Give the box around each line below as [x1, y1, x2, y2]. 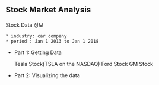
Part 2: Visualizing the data [14, 71, 81, 79]
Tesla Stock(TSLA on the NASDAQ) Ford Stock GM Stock [14, 60, 154, 67]
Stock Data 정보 [5, 21, 44, 29]
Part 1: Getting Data [14, 49, 62, 56]
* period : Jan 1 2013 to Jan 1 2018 [5, 38, 99, 44]
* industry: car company [5, 33, 67, 39]
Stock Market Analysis [5, 5, 91, 15]
